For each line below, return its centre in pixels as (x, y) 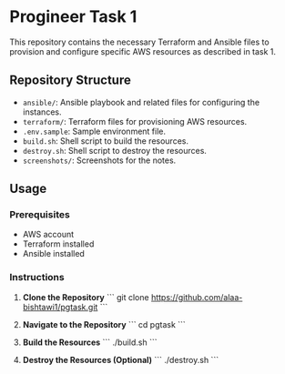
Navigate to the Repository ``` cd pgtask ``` (104, 324)
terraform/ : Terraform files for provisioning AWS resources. (135, 121)
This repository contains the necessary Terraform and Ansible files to (140, 42)
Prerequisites (40, 215)
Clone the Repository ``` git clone (86, 297)
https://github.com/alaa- (197, 297)
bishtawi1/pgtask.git (60, 307)
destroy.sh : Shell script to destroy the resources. (115, 150)
